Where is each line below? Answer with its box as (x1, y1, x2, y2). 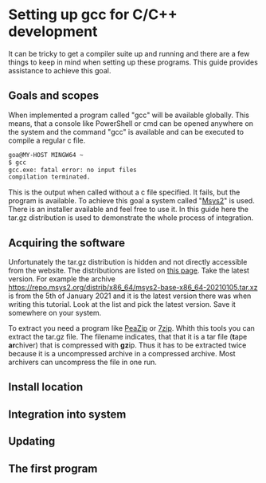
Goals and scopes (8, 89, 100, 103)
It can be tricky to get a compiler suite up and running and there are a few (8, 49, 250, 58)
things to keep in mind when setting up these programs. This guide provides (8, 57, 259, 67)
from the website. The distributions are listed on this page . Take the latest (8, 265, 249, 276)
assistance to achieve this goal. (8, 65, 111, 75)
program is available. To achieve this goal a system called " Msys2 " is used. (8, 196, 255, 206)
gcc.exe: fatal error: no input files (8, 166, 137, 174)
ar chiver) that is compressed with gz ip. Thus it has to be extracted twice (8, 340, 247, 350)
